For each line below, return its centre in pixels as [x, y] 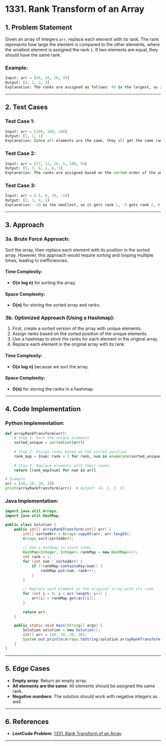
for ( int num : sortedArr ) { [53, 562]
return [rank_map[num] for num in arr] [55, 470]
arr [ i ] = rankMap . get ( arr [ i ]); [64, 598]
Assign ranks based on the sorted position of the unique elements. [80, 334]
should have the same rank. [33, 55]
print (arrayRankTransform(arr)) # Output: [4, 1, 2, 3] [65, 488]
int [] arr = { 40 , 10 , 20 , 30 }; [55, 635]
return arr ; [35, 612]
